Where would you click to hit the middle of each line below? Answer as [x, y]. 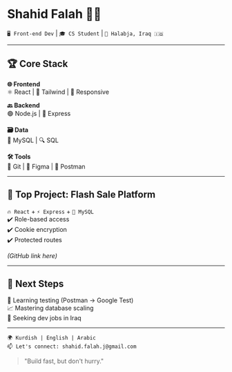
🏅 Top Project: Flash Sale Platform [81, 195]
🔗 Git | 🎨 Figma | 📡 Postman [46, 166]
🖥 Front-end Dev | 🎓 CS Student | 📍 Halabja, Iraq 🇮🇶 [85, 33]
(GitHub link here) [32, 255]
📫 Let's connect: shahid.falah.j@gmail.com [72, 347]
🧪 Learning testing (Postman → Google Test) [70, 300]
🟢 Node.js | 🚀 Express [39, 113]
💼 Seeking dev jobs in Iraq [44, 318]
